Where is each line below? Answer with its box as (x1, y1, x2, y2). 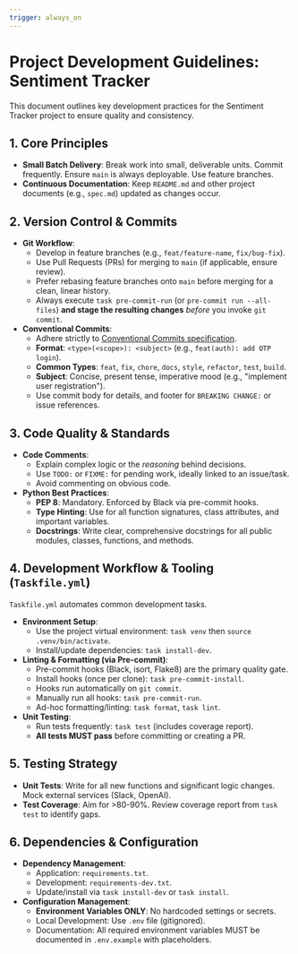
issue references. (35, 400, 100, 410)
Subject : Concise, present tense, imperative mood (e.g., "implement (35, 371, 288, 382)
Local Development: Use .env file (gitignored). (35, 915, 206, 926)
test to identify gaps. (21, 808, 101, 820)
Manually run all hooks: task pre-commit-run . (35, 692, 202, 703)
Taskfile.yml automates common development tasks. (9, 598, 208, 609)
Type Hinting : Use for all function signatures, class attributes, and (35, 507, 279, 517)
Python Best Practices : (21, 487, 110, 498)
